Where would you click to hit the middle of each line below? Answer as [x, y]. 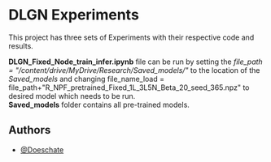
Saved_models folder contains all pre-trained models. [99, 104]
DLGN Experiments [74, 15]
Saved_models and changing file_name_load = [87, 79]
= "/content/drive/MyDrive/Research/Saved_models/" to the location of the [134, 70]
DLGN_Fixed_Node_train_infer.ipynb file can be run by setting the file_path [135, 62]
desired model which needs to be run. [72, 96]
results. [21, 45]
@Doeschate [42, 149]
